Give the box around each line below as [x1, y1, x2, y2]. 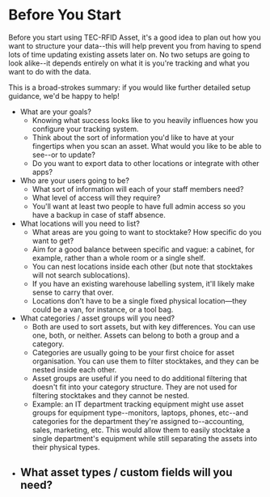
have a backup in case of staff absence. [32, 210, 166, 219]
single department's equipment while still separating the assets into [32, 433, 257, 443]
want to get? [32, 236, 74, 245]
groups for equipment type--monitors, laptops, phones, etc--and [32, 407, 249, 418]
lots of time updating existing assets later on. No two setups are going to [8, 49, 251, 59]
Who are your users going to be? [19, 176, 129, 185]
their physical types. [32, 442, 100, 452]
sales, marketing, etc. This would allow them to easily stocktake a [32, 425, 251, 435]
